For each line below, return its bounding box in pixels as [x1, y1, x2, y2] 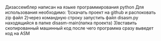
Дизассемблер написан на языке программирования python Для [5, 4, 144, 10]
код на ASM [5, 31, 30, 36]
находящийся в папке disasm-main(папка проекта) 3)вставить [5, 20, 137, 26]
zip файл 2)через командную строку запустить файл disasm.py [5, 15, 139, 20]
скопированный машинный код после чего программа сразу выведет [5, 25, 154, 31]
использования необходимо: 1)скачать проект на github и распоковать [5, 9, 156, 15]
